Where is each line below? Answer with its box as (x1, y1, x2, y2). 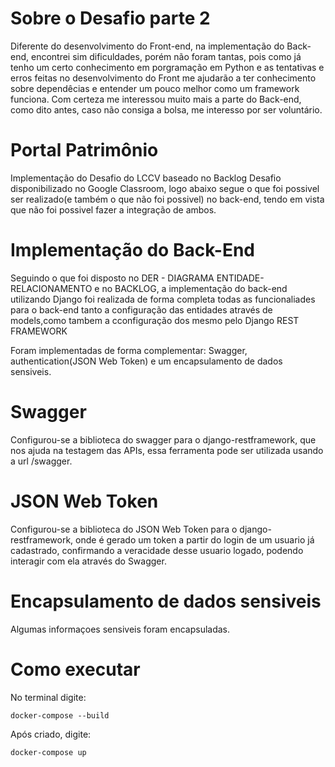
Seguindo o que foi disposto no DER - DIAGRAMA (10, 272, 215, 284)
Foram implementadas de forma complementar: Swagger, (10, 344, 248, 356)
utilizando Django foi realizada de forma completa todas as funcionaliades (10, 293, 316, 305)
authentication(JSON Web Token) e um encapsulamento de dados (10, 355, 283, 367)
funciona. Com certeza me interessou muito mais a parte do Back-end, (10, 93, 302, 105)
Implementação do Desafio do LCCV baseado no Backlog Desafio (10, 172, 282, 184)
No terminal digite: (10, 691, 87, 703)
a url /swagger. (10, 455, 73, 467)
